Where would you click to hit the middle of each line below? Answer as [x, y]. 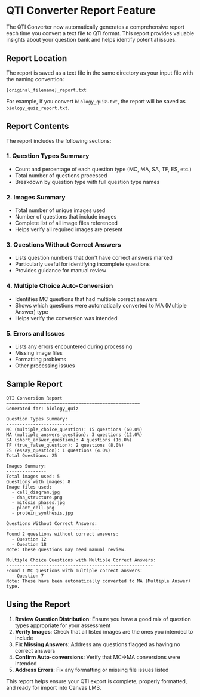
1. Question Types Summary [48, 156]
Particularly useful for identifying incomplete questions [82, 264]
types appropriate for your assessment [63, 625]
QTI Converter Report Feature [81, 10]
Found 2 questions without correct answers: [62, 534]
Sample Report [34, 384]
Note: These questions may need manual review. [67, 549]
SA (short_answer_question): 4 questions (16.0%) [69, 440]
